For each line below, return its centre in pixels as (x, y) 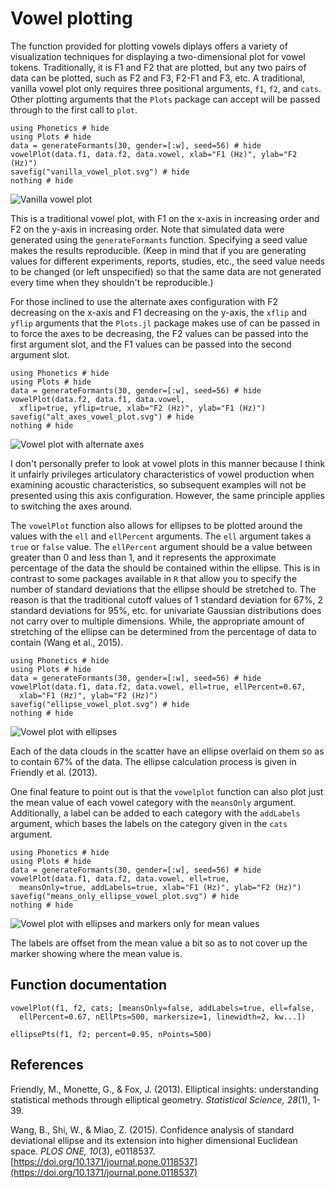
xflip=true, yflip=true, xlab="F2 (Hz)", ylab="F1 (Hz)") (143, 408)
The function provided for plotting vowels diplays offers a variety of (149, 46)
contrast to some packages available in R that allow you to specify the (154, 578)
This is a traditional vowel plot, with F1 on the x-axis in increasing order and (165, 218)
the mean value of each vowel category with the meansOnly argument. (153, 802)
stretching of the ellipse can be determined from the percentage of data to (163, 631)
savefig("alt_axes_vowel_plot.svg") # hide (102, 417)
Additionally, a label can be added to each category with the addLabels (155, 813)
